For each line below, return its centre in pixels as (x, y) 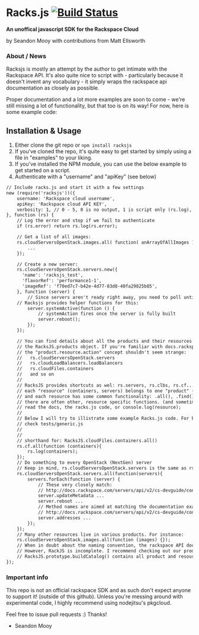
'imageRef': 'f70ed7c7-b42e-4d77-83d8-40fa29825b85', (90, 286)
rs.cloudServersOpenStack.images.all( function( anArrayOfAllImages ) (106, 242)
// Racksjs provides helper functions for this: (78, 303)
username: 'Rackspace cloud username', (66, 198)
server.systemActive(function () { (71, 308)
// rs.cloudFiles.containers (55, 369)
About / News (26, 56)
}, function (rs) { (30, 215)
